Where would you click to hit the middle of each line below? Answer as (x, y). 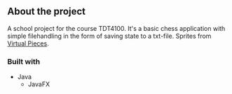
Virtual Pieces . (28, 43)
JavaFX (39, 84)
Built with (24, 61)
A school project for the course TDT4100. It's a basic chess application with (116, 28)
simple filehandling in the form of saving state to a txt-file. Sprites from (109, 36)
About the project (47, 12)
